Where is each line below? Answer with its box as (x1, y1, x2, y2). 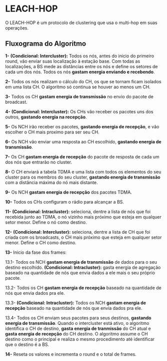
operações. (5, 25, 29, 31)
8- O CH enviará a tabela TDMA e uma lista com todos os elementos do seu (5, 168, 161, 174)
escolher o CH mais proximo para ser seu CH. (5, 129, 99, 135)
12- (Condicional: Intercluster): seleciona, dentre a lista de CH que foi (5, 229, 150, 235)
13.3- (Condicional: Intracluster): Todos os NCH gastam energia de (5, 299, 146, 306)
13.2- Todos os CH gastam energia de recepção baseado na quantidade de (5, 284, 161, 291)
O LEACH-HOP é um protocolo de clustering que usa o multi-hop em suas (5, 20, 157, 26)
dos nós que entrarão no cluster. (5, 159, 72, 165)
